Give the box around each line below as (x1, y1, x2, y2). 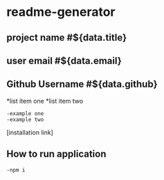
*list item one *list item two (6, 97, 84, 105)
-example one (6, 110, 44, 117)
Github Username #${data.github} (6, 79, 158, 90)
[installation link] (6, 128, 53, 137)
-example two (6, 116, 44, 123)
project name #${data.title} (6, 32, 127, 43)
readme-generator (6, 4, 116, 20)
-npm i (6, 166, 26, 173)
